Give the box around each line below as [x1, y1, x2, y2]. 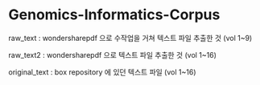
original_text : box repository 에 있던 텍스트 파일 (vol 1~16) [8, 67, 196, 77]
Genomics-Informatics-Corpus [8, 6, 221, 24]
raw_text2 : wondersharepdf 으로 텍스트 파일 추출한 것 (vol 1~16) [8, 50, 217, 59]
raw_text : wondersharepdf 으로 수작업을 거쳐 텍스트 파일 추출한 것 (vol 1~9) [8, 33, 253, 42]
